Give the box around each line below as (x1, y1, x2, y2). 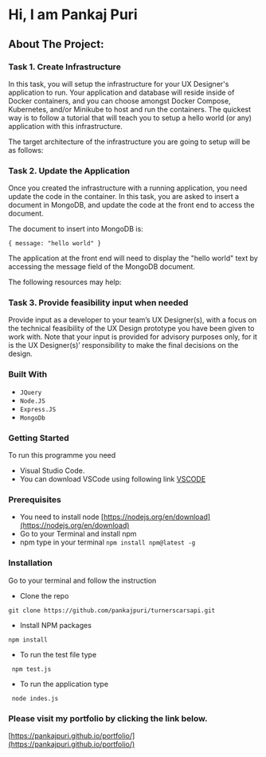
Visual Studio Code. (19, 466, 85, 475)
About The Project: (8, 37, 104, 51)
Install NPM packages (19, 620, 92, 630)
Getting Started (8, 432, 69, 443)
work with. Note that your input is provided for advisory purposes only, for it (8, 332, 257, 341)
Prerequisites (8, 494, 61, 505)
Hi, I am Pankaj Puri (8, 6, 138, 24)
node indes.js (11, 694, 59, 702)
